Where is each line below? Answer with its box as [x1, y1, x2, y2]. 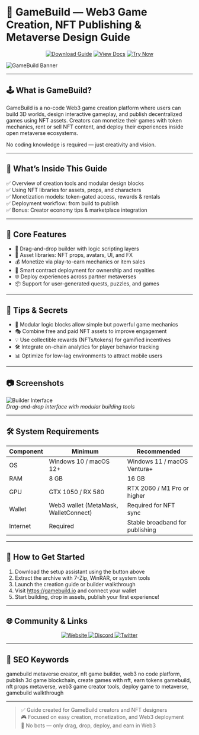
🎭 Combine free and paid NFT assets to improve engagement [14, 328, 167, 335]
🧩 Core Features [6, 229, 67, 240]
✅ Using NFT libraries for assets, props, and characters [6, 186, 142, 193]
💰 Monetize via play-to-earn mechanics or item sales [14, 258, 146, 265]
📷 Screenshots [6, 378, 64, 388]
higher [127, 491, 146, 500]
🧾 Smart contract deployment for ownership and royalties [14, 267, 155, 274]
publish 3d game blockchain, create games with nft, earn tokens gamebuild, [6, 677, 191, 684]
